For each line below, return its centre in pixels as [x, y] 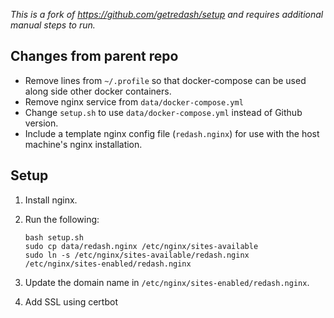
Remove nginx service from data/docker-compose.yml [134, 101]
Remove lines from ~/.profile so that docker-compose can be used [165, 80]
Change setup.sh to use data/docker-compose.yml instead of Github [163, 112]
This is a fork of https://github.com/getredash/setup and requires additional [167, 14]
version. [41, 123]
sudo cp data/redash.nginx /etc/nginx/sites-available [141, 246]
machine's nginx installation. [83, 144]
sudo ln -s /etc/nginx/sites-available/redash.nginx [137, 255]
